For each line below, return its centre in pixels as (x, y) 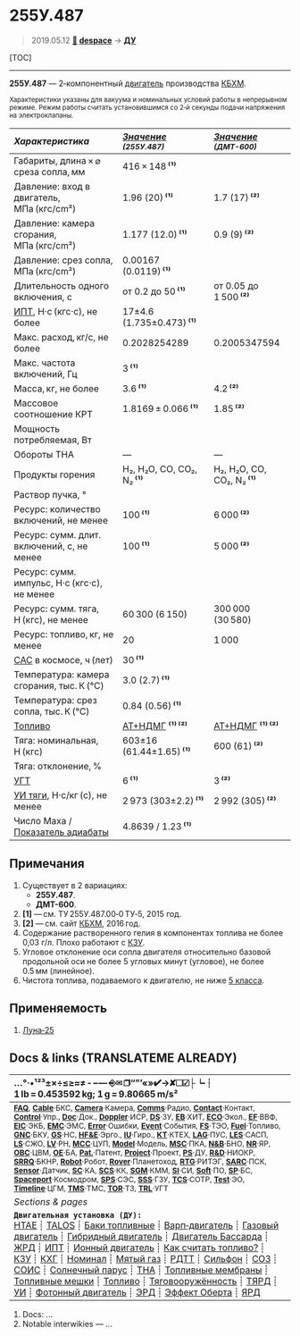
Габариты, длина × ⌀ (57, 160)
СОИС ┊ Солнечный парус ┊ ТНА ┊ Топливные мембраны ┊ (142, 1270)
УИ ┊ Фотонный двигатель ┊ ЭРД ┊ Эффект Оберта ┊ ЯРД (137, 1292)
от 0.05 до (236, 285)
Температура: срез (55, 700)
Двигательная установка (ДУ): (78, 1215)
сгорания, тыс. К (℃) (59, 685)
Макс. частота (45, 363)
